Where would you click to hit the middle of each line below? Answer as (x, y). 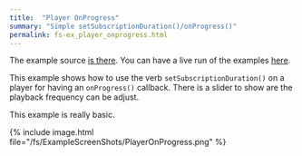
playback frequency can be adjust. (74, 97)
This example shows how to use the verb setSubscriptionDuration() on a (147, 78)
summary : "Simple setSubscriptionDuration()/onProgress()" (123, 26)
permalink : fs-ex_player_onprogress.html (89, 34)
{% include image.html (52, 132)
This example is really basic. (62, 115)
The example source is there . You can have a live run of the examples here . (150, 61)
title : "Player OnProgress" (64, 18)
